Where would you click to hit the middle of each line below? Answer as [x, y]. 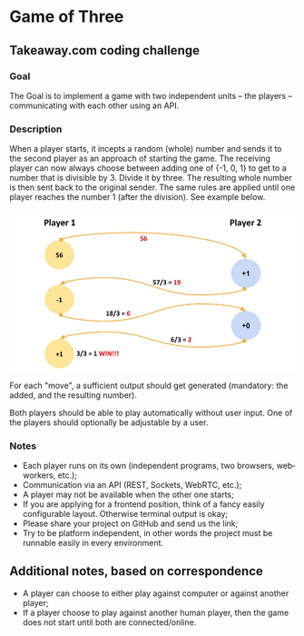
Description [36, 129]
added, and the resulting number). [74, 395]
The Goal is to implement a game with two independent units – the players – [151, 95]
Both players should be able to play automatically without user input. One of [151, 412]
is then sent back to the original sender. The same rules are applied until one [152, 187]
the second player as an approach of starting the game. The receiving [140, 159]
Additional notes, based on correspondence [136, 571]
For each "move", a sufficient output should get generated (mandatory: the [149, 385]
